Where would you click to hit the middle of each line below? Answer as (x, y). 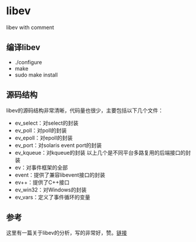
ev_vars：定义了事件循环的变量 (53, 197)
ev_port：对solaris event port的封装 (58, 145)
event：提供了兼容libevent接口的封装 (60, 175)
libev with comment (30, 27)
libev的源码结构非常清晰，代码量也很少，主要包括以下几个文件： (85, 110)
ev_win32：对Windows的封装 (51, 190)
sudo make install (36, 75)
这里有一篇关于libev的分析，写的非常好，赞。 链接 (67, 233)
